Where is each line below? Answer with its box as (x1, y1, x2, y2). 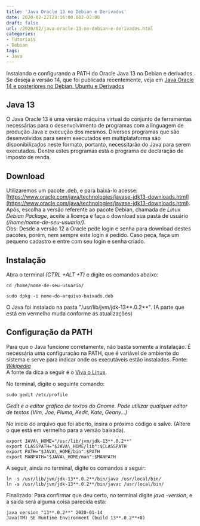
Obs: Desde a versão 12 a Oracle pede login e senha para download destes (6, 225, 191, 232)
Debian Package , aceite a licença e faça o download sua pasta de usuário (6, 212, 189, 220)
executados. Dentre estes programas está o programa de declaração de (6, 147, 184, 154)
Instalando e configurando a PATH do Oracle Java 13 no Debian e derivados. (6, 69, 194, 77)
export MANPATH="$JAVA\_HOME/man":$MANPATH (6, 454, 116, 460)
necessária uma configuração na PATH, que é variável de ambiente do (6, 349, 179, 357)
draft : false (6, 20, 39, 26)
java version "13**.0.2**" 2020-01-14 (6, 509, 103, 515)
